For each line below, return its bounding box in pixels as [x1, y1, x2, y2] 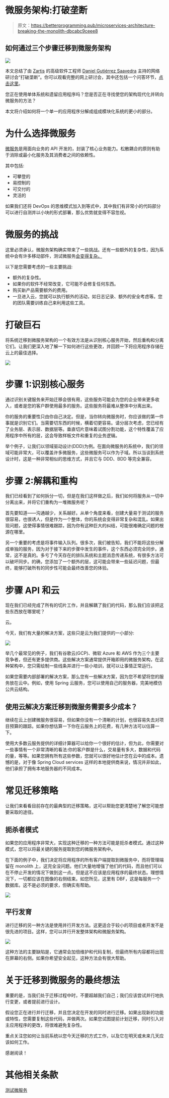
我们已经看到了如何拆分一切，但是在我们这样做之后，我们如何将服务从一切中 [5, 493, 164, 499]
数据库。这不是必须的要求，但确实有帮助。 [5, 882, 94, 888]
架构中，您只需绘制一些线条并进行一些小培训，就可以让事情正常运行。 [9, 663, 155, 669]
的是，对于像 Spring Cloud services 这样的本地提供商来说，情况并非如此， [9, 759, 164, 765]
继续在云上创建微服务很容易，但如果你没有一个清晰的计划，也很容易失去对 [5, 717, 159, 723]
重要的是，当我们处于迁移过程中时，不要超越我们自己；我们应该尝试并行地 [5, 992, 159, 998]
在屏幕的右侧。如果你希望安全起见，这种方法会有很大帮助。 [5, 955, 129, 961]
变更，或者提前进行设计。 [9, 998, 63, 1004]
